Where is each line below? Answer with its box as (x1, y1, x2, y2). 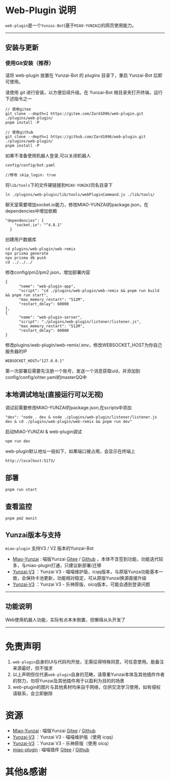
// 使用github (5, 129, 34, 135)
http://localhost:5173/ (5, 458, 56, 463)
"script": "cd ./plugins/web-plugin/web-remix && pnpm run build (18, 288, 159, 293)
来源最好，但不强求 (12, 665, 53, 671)
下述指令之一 (5, 96, 32, 102)
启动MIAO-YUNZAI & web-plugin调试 (5, 428, 82, 435)
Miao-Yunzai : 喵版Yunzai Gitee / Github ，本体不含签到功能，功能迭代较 (12, 556, 163, 562)
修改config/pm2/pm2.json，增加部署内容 (5, 269, 91, 275)
